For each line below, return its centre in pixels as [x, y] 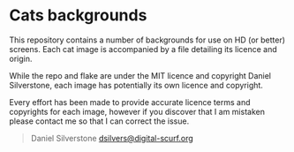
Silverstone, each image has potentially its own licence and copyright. [136, 85]
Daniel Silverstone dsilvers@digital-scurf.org [112, 138]
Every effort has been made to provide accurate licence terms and [130, 102]
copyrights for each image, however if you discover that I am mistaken [137, 111]
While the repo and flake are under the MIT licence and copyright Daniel [140, 75]
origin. [21, 58]
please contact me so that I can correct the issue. [99, 121]
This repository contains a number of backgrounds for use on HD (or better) [147, 40]
